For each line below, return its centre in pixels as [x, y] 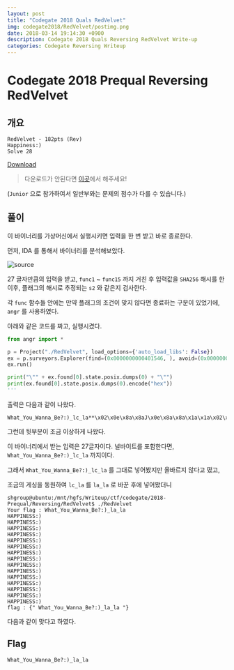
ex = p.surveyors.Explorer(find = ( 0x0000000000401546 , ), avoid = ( [104, 358]
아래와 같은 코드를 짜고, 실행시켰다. [55, 326]
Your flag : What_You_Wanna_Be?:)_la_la [67, 510]
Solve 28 [20, 151]
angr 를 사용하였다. [33, 311]
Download [22, 164]
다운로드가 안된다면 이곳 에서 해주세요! [76, 179]
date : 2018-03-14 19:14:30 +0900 [56, 33]
